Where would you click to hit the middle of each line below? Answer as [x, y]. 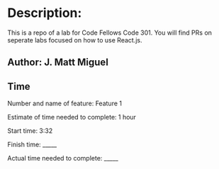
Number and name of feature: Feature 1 [65, 103]
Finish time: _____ [32, 145]
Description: [45, 13]
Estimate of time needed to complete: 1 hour [72, 117]
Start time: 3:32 [30, 131]
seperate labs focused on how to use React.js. [75, 40]
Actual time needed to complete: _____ [63, 158]
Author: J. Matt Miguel [58, 63]
